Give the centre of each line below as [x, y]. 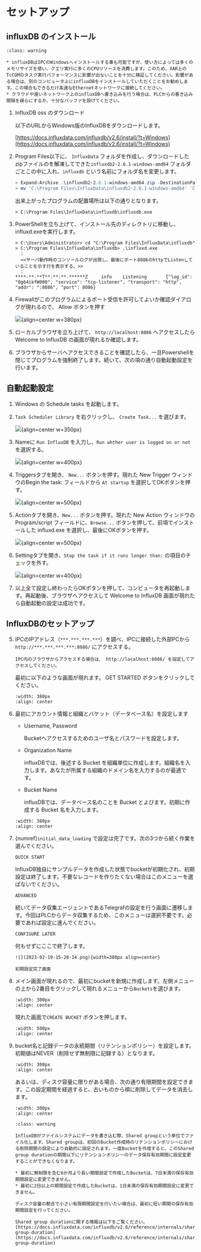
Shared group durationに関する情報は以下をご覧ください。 [81, 1222]
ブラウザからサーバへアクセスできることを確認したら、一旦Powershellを [104, 352]
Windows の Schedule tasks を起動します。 [68, 403]
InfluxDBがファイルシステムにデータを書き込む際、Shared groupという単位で [100, 1136]
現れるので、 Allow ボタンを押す [65, 307]
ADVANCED [26, 896]
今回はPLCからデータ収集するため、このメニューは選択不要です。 [106, 915]
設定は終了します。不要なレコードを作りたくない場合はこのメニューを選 [104, 877]
